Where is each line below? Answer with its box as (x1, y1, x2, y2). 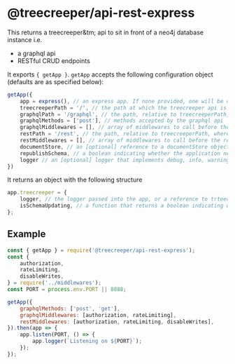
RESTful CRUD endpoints (17, 56, 91, 65)
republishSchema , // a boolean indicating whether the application (20, 149, 220, 157)
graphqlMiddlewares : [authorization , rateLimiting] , (20, 311, 177, 318)
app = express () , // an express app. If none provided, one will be (20, 97, 224, 105)
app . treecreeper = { (7, 189, 68, 196)
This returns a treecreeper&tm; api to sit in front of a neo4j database (7, 28, 204, 36)
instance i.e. (7, 35, 43, 43)
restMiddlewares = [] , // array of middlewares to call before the (20, 137, 220, 144)
